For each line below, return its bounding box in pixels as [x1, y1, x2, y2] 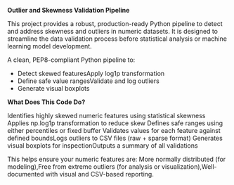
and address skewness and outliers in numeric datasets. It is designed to [7, 27, 218, 35]
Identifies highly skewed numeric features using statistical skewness [7, 112, 206, 120]
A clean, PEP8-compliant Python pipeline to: [7, 56, 136, 64]
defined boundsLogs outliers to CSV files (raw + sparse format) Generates [7, 134, 223, 142]
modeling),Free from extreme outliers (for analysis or [7, 162, 160, 171]
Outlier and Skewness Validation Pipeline [7, 6, 130, 14]
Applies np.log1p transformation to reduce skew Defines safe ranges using [7, 119, 223, 127]
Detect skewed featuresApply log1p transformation [17, 70, 165, 77]
